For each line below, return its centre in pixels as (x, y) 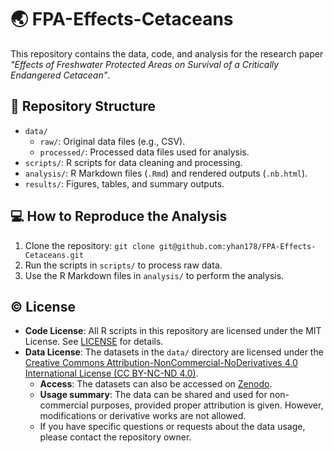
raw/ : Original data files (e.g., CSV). (112, 141)
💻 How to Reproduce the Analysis (119, 216)
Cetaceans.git (54, 255)
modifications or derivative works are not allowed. (143, 416)
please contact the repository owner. (115, 437)
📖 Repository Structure (83, 106)
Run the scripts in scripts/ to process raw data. (123, 265)
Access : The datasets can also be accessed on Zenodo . (156, 384)
